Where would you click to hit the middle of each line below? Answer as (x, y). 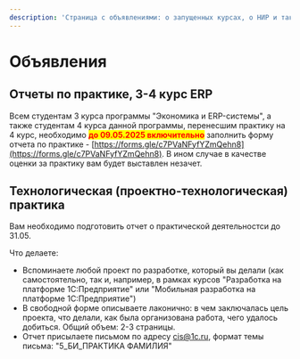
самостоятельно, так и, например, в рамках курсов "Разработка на (152, 280)
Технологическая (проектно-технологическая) (149, 191)
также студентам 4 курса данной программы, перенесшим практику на (147, 125)
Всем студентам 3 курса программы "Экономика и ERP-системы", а (141, 116)
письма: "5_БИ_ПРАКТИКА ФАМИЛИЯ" (97, 346)
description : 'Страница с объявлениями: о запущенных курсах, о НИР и (143, 17)
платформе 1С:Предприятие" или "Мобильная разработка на (139, 290)
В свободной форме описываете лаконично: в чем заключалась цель (155, 308)
